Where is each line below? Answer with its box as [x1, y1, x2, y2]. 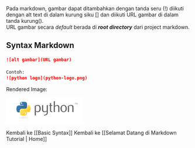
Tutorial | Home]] [6, 136, 47, 143]
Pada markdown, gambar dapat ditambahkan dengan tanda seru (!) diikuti [6, 5, 184, 12]
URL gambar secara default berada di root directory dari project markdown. [6, 23, 190, 30]
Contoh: [6, 69, 25, 75]
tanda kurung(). [6, 18, 44, 24]
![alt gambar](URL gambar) [6, 57, 72, 63]
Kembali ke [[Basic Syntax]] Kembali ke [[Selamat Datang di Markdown [6, 129, 177, 136]
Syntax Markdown [6, 40, 74, 50]
